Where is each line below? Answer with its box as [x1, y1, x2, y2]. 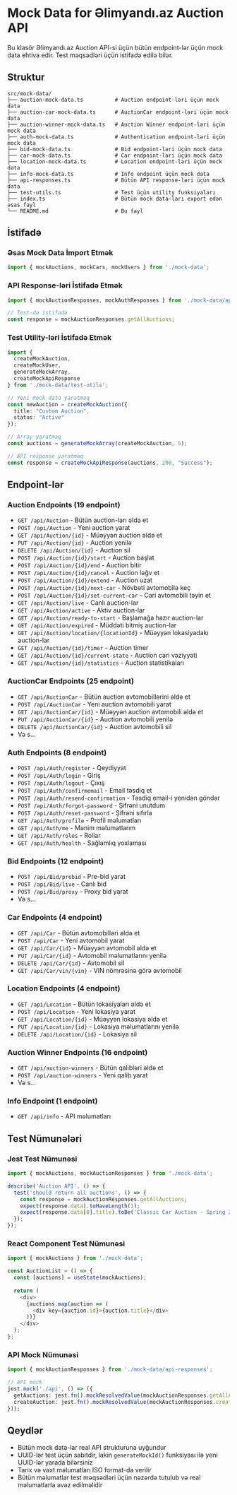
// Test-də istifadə [7, 309, 68, 317]
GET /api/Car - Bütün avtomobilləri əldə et [17, 928, 140, 937]
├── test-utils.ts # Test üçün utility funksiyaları [7, 189, 217, 196]
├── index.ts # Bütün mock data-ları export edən [7, 195, 222, 202]
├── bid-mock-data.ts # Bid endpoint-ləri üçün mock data [7, 146, 222, 153]
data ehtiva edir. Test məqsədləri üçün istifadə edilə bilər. [7, 51, 174, 59]
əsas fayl [7, 201, 37, 208]
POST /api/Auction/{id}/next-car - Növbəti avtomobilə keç [17, 584, 191, 592]
